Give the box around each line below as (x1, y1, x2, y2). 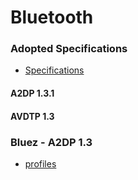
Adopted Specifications (10, 42, 128, 56)
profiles (24, 157, 57, 170)
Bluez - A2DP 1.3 (10, 135, 93, 149)
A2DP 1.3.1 (10, 87, 55, 100)
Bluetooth (10, 6, 94, 29)
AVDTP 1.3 (10, 110, 55, 122)
